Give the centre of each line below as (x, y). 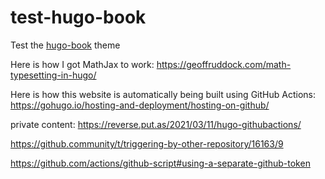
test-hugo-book (78, 17)
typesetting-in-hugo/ (53, 75)
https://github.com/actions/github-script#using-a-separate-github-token (160, 163)
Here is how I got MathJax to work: (82, 64)
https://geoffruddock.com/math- (224, 64)
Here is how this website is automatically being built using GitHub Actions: (163, 94)
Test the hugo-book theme (65, 45)
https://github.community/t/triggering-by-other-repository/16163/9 (147, 143)
